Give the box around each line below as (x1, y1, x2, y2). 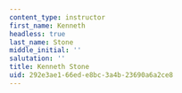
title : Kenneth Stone (9, 63, 90, 72)
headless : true (9, 29, 66, 38)
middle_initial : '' (9, 46, 82, 55)
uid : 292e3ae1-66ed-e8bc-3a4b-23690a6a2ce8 (9, 71, 174, 80)
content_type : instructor (9, 12, 105, 22)
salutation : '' (9, 54, 66, 63)
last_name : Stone (9, 37, 74, 47)
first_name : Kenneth (9, 21, 87, 30)
